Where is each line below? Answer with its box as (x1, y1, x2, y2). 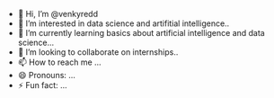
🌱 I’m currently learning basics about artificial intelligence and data (17, 28, 265, 38)
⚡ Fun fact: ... (17, 80, 67, 90)
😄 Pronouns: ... (17, 70, 76, 80)
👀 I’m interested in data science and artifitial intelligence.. (17, 18, 230, 29)
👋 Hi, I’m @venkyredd (17, 9, 99, 19)
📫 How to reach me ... (17, 57, 102, 67)
